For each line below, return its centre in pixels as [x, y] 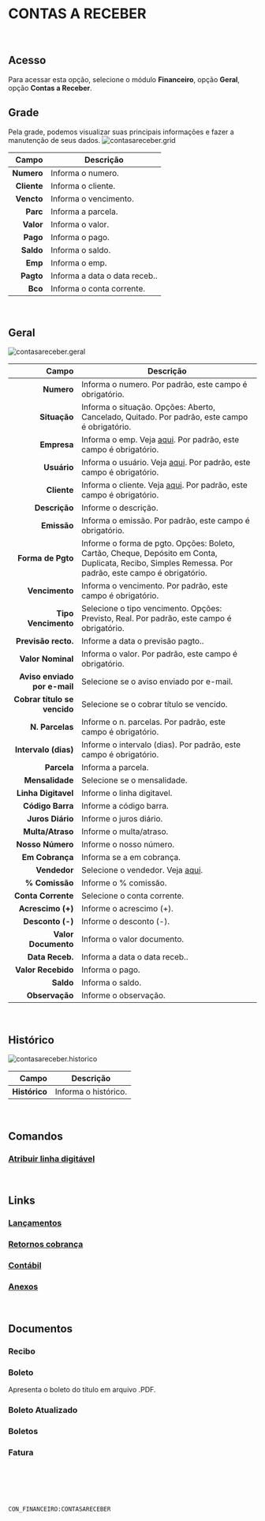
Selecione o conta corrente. [132, 896]
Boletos [23, 1431]
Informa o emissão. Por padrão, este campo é [166, 520]
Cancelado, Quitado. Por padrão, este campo [165, 417]
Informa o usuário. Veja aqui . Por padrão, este [166, 463]
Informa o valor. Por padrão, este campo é [160, 654]
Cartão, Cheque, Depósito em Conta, [150, 554]
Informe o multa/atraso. [125, 832]
